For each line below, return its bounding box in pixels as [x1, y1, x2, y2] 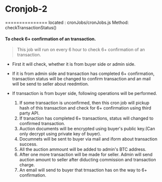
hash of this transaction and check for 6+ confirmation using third [19, 105, 152, 111]
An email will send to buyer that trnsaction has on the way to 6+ [19, 167, 147, 173]
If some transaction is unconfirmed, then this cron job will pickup [19, 100, 150, 106]
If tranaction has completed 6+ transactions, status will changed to [19, 115, 154, 121]
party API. [19, 110, 40, 116]
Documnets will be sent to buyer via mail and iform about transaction [19, 136, 158, 142]
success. [19, 141, 38, 147]
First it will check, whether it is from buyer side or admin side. [12, 61, 136, 67]
